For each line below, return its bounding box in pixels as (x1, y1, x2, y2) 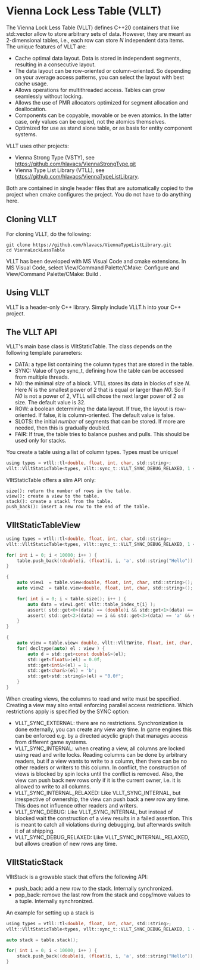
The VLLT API (6, 327, 58, 337)
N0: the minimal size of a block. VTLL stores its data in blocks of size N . (14, 380, 191, 387)
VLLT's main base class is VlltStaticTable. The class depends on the (6, 343, 173, 350)
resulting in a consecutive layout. (14, 61, 96, 68)
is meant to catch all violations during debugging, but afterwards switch (14, 821, 191, 828)
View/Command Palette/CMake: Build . (6, 270, 101, 277)
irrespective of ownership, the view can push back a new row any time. (14, 796, 190, 803)
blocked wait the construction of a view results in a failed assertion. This (14, 814, 192, 822)
